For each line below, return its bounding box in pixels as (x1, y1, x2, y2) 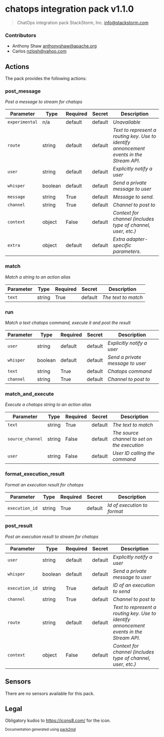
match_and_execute (5, 390, 54, 397)
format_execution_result (5, 471, 65, 478)
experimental (7, 119, 38, 125)
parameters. (113, 248, 142, 255)
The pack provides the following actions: (5, 76, 87, 81)
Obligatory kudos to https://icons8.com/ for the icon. (5, 717, 111, 724)
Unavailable (113, 119, 141, 126)
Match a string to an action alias (5, 274, 71, 280)
